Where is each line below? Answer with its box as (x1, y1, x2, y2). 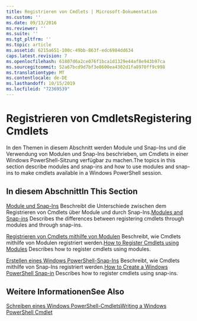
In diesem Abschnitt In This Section (6, 187, 138, 197)
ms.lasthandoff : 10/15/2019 (6, 81, 76, 87)
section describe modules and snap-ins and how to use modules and (6, 163, 175, 170)
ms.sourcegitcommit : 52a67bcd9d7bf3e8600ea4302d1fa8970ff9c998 (6, 64, 166, 70)
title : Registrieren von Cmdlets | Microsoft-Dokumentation (6, 8, 158, 15)
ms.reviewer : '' (6, 25, 46, 32)
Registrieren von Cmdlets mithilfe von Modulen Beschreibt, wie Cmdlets (6, 232, 181, 240)
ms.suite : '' (6, 31, 38, 37)
